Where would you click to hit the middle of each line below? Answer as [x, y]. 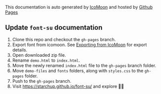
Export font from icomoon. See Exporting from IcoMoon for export [80, 45]
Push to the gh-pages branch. [42, 81]
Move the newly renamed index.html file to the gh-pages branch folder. [84, 65]
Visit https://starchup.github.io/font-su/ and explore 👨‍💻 [68, 86]
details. [20, 50]
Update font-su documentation [54, 28]
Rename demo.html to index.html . [46, 60]
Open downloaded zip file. [39, 55]
